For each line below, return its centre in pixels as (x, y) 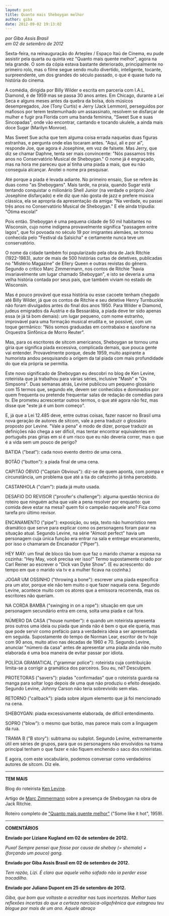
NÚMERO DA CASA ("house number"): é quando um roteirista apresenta (80, 621)
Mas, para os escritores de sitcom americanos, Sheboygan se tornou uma (82, 342)
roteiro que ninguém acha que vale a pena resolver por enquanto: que (78, 502)
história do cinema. (25, 80)
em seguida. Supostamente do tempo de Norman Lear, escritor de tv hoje (81, 637)
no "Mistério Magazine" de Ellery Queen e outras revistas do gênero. (76, 264)
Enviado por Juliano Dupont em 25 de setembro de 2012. (66, 888)
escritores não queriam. (30, 596)
